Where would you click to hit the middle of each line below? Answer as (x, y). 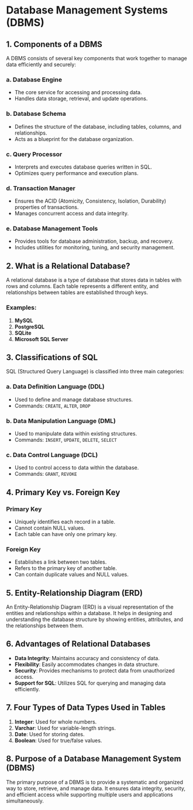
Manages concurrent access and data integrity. (71, 214)
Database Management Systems (87, 10)
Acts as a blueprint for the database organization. (74, 139)
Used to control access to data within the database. (77, 468)
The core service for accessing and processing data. (78, 92)
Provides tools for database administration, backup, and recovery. (94, 241)
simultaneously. (25, 801)
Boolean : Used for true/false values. (58, 740)
